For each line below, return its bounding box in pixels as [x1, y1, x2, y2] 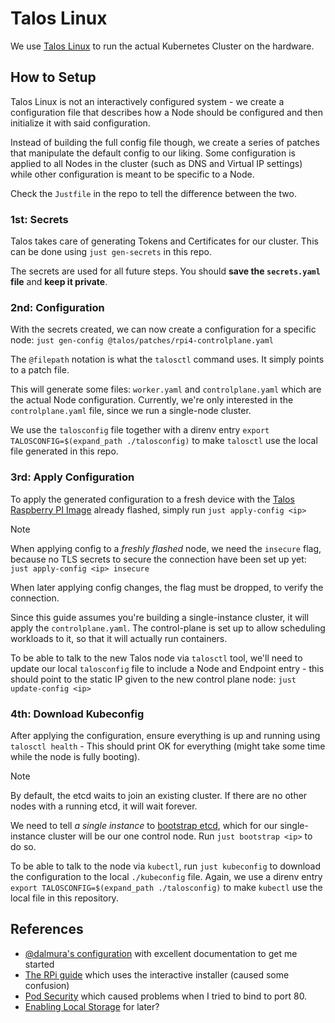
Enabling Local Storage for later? [24, 1000, 160, 1012]
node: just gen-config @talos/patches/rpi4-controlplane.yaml [10, 334, 274, 346]
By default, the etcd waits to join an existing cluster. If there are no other [10, 789, 308, 801]
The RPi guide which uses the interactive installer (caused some [24, 968, 290, 981]
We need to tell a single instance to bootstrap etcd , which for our [10, 819, 278, 831]
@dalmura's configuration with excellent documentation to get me [24, 947, 298, 959]
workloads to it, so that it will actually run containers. [10, 632, 228, 644]
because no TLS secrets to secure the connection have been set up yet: [10, 553, 307, 565]
